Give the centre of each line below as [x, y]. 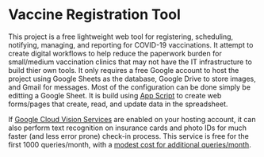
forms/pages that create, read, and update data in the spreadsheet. [118, 104]
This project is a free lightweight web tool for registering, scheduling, [121, 36]
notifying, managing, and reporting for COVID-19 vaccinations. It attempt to [131, 44]
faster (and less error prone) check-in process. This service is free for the [129, 136]
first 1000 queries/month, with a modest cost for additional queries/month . [130, 144]
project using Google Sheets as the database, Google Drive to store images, [132, 78]
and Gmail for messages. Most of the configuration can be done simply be [130, 87]
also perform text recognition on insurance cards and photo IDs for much [128, 128]
